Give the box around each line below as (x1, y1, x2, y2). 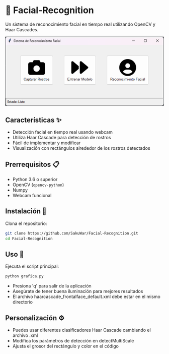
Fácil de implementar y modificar (12, 140, 81, 146)
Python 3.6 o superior (12, 176, 58, 182)
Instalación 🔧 (5, 207, 47, 216)
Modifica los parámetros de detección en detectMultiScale (12, 337, 134, 343)
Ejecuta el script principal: (5, 263, 59, 269)
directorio (12, 299, 33, 305)
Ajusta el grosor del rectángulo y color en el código (12, 343, 119, 349)
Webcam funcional (12, 192, 52, 198)
